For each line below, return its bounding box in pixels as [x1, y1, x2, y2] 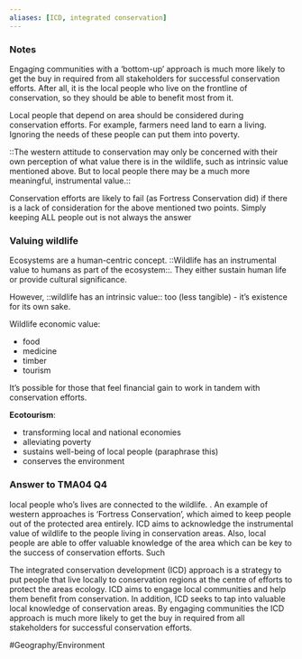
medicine [22, 346, 58, 357]
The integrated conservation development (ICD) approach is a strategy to [9, 564, 282, 575]
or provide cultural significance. [9, 274, 128, 285]
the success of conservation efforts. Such [9, 547, 165, 558]
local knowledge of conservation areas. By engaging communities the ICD [9, 602, 285, 614]
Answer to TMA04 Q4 [9, 478, 108, 491]
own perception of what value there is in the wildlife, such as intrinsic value [9, 155, 288, 167]
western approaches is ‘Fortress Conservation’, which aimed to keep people [9, 508, 291, 519]
